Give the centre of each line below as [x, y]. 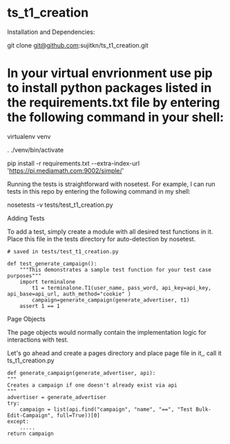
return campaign [30, 434]
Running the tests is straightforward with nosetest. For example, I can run [111, 184]
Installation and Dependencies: [51, 32]
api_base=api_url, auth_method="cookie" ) [69, 294]
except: [18, 421]
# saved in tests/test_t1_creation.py [63, 251]
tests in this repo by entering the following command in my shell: [99, 191]
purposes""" [24, 276]
